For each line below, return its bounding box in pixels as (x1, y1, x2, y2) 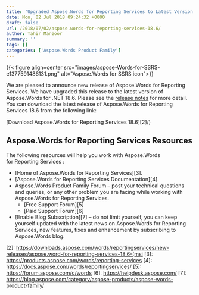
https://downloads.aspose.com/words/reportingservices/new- (15, 244, 170, 251)
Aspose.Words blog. (14, 233, 65, 240)
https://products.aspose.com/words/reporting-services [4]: (6, 256, 153, 263)
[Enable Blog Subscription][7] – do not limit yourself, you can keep (14, 214, 178, 221)
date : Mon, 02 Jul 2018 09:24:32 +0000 (6, 14, 105, 20)
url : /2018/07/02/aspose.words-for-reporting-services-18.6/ (6, 25, 161, 32)
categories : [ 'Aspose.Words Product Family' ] (6, 48, 121, 54)
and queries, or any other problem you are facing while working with (14, 188, 183, 195)
